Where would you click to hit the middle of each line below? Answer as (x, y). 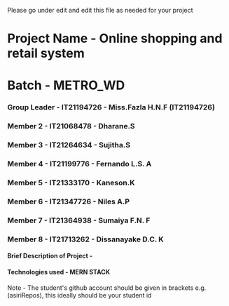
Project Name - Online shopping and (115, 39)
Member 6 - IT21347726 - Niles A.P (69, 201)
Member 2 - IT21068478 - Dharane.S (71, 126)
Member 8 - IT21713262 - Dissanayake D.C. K (86, 239)
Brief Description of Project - (50, 256)
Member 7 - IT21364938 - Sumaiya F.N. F (79, 220)
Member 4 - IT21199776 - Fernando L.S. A (79, 164)
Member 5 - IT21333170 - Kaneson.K (71, 182)
